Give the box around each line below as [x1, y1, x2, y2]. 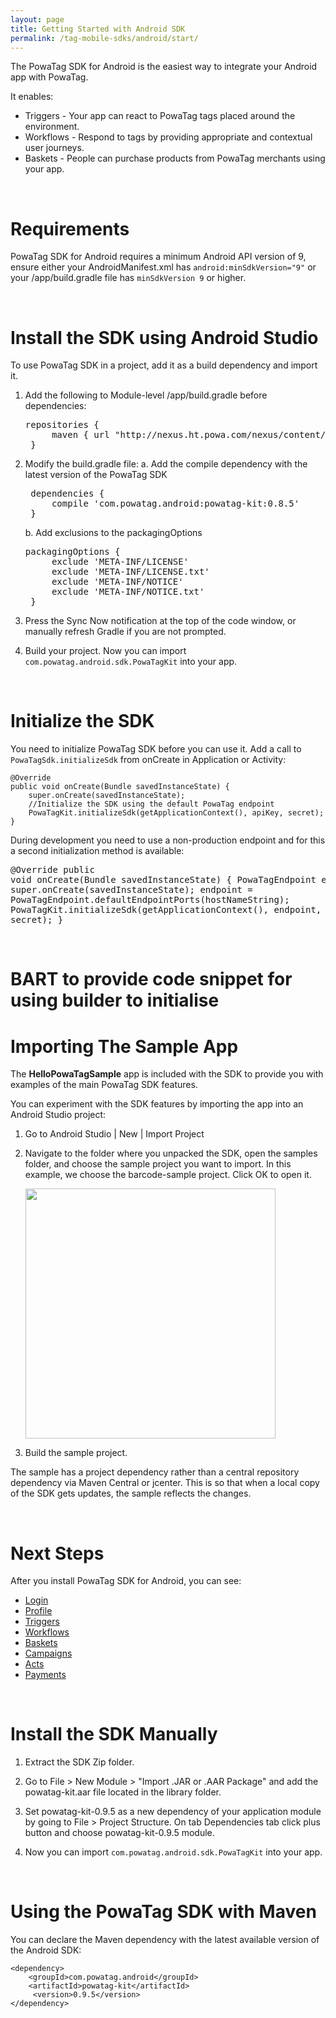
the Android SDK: [10, 1944, 82, 1956]
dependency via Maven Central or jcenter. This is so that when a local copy [10, 1477, 320, 1489]
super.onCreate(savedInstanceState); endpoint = [10, 884, 253, 896]
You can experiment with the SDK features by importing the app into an [10, 1098, 304, 1110]
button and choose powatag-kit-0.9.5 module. [24, 1827, 215, 1839]
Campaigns [24, 1647, 73, 1660]
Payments [24, 1669, 67, 1681]
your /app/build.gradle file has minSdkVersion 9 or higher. [10, 272, 247, 284]
